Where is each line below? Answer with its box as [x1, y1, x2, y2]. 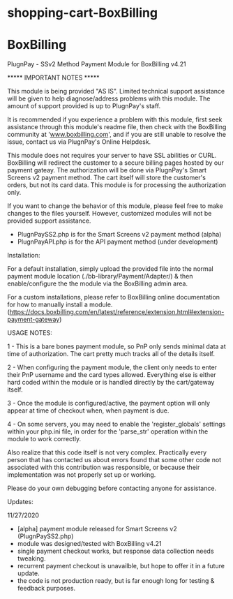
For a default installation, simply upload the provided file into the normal [7, 265, 214, 273]
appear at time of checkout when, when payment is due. [7, 406, 170, 415]
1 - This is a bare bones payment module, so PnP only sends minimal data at [7, 342, 227, 350]
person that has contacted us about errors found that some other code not [7, 456, 222, 464]
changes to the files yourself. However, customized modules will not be [7, 209, 212, 218]
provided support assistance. [7, 216, 91, 225]
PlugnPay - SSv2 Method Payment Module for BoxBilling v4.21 [7, 60, 186, 68]
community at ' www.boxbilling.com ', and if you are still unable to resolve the [7, 131, 227, 139]
